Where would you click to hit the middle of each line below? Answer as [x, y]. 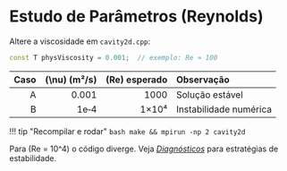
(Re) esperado [137, 80]
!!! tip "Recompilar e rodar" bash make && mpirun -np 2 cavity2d [127, 131]
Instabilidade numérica [224, 109]
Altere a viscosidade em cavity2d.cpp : [80, 41]
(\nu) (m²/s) [71, 80]
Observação [203, 80]
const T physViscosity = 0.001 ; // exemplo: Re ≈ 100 [114, 57]
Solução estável [209, 94]
